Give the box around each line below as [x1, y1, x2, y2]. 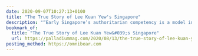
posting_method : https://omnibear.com [6, 41, 101, 47]
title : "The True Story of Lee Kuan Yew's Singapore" [6, 14, 141, 20]
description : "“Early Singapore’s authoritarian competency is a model [6, 19, 186, 25]
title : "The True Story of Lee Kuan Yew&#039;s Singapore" [11, 30, 160, 36]
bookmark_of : [6, 24, 38, 31]
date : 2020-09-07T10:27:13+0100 [6, 8, 85, 15]
